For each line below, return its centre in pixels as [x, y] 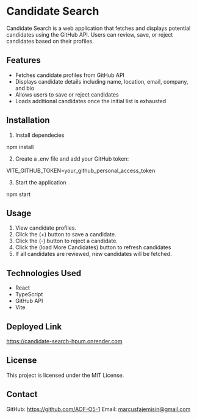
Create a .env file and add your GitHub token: [72, 158]
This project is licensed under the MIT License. [65, 375]
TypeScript [29, 294]
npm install [20, 147]
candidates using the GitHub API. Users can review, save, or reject [90, 34]
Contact [22, 394]
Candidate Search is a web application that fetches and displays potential [99, 28]
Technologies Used [44, 273]
